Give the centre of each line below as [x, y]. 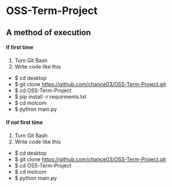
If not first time [25, 123]
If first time [20, 47]
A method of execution [49, 33]
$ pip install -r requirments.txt [50, 96]
